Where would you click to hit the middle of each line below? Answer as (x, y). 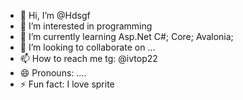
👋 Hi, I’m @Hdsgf (55, 15)
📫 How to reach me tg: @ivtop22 (88, 58)
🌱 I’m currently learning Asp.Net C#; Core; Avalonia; (126, 36)
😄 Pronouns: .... (53, 73)
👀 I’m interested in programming (86, 26)
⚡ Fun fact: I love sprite (67, 84)
